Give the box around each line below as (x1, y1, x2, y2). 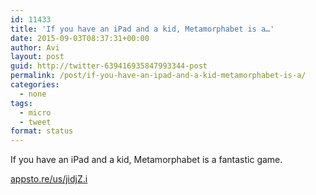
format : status (10, 126, 74, 136)
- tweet (19, 117, 52, 127)
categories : (10, 80, 60, 90)
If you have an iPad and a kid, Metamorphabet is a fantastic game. (10, 154, 283, 166)
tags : (10, 98, 33, 108)
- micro (19, 107, 52, 118)
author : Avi (10, 42, 60, 53)
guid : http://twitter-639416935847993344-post (10, 61, 208, 71)
